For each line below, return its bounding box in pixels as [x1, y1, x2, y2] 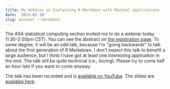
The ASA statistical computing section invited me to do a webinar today [5, 31, 155, 37]
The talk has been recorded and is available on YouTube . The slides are [5, 73, 155, 79]
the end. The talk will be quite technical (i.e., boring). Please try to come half [5, 58, 165, 64]
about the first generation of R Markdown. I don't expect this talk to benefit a [5, 47, 165, 53]
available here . [5, 78, 36, 84]
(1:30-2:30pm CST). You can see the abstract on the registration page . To [5, 36, 159, 42]
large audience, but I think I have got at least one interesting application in [5, 52, 160, 58]
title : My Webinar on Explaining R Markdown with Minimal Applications [5, 7, 160, 13]
